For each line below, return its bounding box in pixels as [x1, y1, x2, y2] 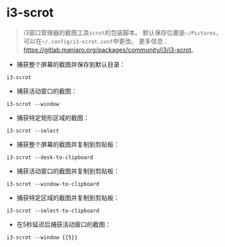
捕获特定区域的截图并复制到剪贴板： [16, 193, 120, 202]
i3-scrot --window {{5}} [6, 234, 78, 241]
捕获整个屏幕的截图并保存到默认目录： [16, 60, 126, 68]
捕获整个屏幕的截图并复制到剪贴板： [16, 140, 120, 149]
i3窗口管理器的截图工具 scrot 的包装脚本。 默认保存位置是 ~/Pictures [23, 28, 217, 36]
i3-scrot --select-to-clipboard [6, 207, 99, 214]
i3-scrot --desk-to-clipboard [6, 153, 94, 161]
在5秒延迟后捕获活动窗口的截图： [16, 220, 112, 228]
